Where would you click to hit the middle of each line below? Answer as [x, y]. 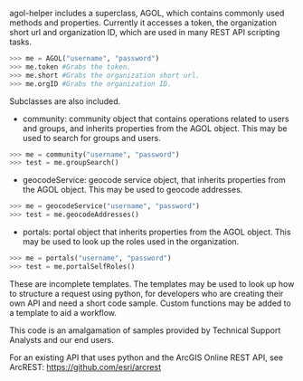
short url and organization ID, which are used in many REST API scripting [145, 32]
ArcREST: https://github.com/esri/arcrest [85, 367]
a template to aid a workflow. [63, 312]
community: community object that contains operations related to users [156, 119]
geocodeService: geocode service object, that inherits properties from [154, 180]
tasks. [21, 42]
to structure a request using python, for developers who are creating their [147, 293]
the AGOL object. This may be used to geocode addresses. [133, 190]
